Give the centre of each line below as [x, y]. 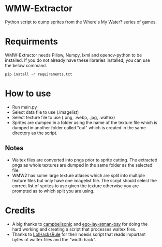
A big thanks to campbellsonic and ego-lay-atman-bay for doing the [80, 224]
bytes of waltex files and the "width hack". [54, 239]
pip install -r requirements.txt [39, 74]
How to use [28, 94]
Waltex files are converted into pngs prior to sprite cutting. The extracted [85, 160]
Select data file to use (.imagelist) [45, 112]
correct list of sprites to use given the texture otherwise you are [75, 186]
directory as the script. [35, 133]
